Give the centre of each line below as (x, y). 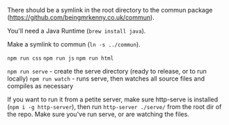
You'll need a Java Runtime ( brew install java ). (77, 31)
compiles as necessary (40, 86)
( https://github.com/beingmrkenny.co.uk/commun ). (81, 17)
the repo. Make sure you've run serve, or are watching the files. (98, 114)
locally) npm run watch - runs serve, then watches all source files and (106, 78)
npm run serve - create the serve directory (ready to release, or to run (107, 71)
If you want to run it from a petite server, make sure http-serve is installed (113, 99)
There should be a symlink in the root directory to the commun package (110, 10)
